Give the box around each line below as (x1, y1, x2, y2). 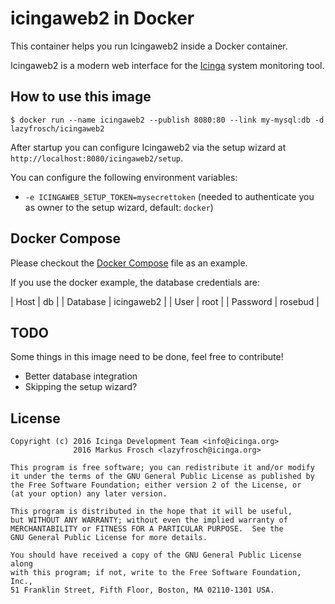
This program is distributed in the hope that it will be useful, (10, 507, 293, 517)
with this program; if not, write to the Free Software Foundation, (10, 568, 302, 578)
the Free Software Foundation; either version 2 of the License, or (10, 480, 302, 491)
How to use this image (10, 88, 152, 106)
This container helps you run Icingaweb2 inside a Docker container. (10, 40, 288, 52)
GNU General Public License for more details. (10, 533, 208, 543)
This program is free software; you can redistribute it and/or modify (10, 463, 315, 473)
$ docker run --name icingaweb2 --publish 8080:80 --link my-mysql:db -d (10, 115, 325, 125)
